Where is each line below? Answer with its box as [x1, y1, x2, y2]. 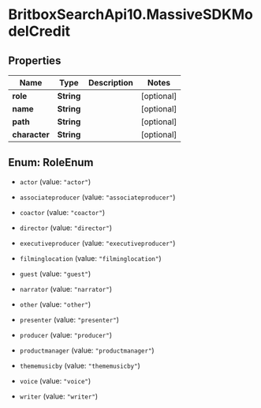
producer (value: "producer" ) [19, 330, 113, 339]
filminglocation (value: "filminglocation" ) [19, 253, 162, 263]
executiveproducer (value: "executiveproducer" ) [19, 238, 176, 247]
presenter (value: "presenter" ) [19, 315, 120, 324]
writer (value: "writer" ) [19, 391, 99, 401]
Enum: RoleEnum [8, 156, 94, 169]
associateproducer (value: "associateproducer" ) [19, 192, 176, 202]
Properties [8, 54, 62, 67]
